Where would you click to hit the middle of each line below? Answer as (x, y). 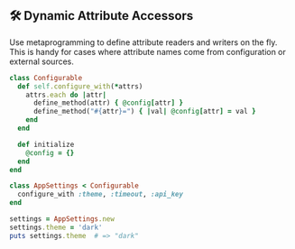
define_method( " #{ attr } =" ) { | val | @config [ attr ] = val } (144, 112)
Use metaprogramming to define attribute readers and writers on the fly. (143, 42)
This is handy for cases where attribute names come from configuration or (148, 51)
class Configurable (46, 78)
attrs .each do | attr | (66, 95)
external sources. (42, 61)
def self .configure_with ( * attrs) (80, 86)
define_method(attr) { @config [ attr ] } (108, 103)
